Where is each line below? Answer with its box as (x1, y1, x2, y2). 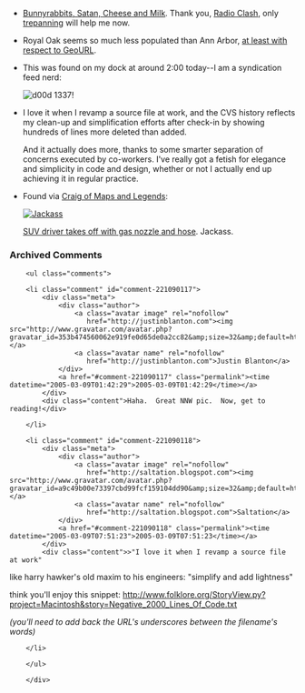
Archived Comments (9, 248, 103, 261)
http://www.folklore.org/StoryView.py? (122, 589, 266, 600)
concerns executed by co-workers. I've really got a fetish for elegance (22, 154, 286, 165)
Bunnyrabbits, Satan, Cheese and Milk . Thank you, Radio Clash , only (22, 8, 280, 18)
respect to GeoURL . (22, 45, 97, 55)
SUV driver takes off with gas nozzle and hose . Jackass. (22, 226, 234, 236)
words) (9, 627, 36, 638)
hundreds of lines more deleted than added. (22, 126, 188, 137)
